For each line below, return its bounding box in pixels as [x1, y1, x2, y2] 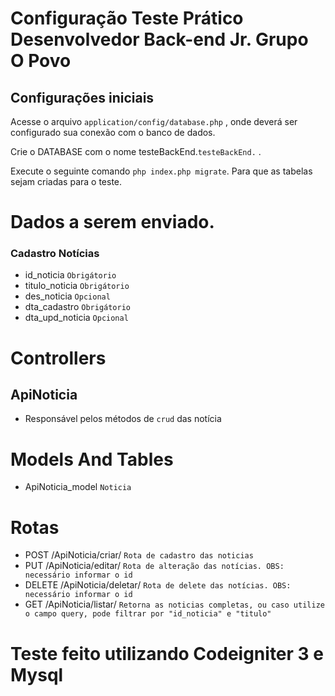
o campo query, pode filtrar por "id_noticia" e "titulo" [24, 609, 272, 619]
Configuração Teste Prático [10, 7, 244, 30]
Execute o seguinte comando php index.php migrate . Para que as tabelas [10, 165, 313, 177]
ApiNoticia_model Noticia [24, 481, 132, 493]
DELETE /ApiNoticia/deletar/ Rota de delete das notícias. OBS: [24, 579, 292, 591]
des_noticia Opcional [24, 290, 111, 302]
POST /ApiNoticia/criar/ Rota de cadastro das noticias [24, 549, 254, 561]
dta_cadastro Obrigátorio [24, 301, 131, 313]
